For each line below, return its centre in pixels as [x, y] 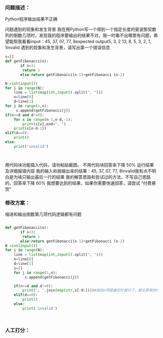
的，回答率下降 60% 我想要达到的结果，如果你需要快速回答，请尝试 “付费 [78, 183]
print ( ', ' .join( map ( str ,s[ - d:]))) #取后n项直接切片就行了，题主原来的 [90, 291]
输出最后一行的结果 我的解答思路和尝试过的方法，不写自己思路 [88, 177]
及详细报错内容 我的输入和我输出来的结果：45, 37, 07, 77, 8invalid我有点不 [78, 171]
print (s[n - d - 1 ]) [30, 129]
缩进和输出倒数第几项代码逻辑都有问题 [43, 215]
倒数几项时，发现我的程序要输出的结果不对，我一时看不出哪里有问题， [83, 35]
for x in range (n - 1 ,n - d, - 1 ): [43, 120]
